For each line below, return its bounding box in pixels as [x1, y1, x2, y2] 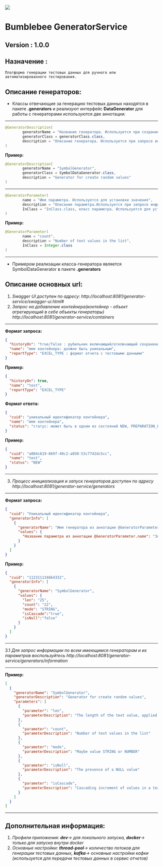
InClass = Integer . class [22, 243, 73, 248]
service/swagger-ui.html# [12, 298, 64, 304]
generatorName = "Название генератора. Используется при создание [22, 130, 160, 135]
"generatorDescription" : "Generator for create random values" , [14, 695, 147, 700]
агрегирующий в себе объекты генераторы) [12, 309, 104, 315]
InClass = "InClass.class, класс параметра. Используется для [22, 206, 151, 212]
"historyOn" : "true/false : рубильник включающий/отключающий [9, 342, 138, 347]
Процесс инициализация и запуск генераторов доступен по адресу [12, 478, 154, 484]
